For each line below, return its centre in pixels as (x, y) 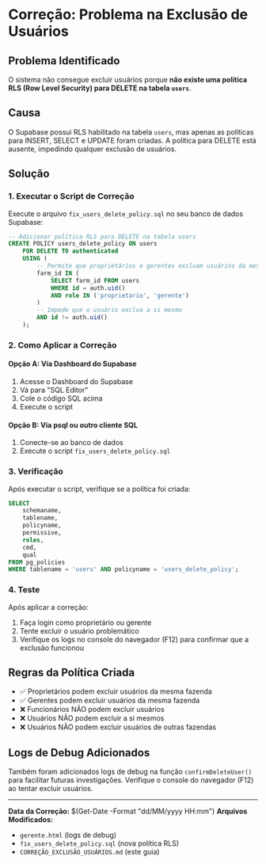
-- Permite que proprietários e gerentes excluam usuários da (141, 266)
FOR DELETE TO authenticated (70, 251)
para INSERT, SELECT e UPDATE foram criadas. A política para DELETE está (132, 140)
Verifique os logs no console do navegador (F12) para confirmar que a (134, 639)
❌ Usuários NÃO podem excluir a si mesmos (92, 718)
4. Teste (24, 590)
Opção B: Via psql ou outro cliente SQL (73, 424)
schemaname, (42, 511)
